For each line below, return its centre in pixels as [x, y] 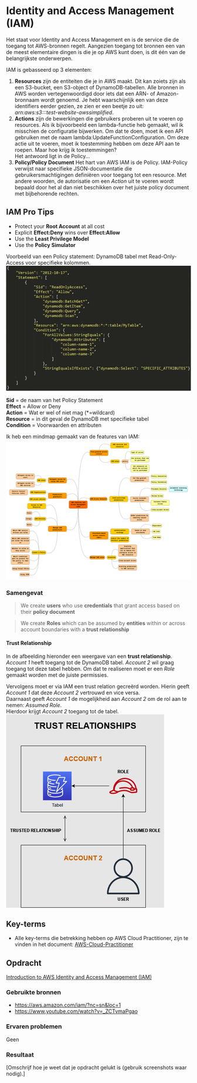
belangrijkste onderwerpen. [40, 58]
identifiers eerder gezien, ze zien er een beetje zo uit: [79, 106]
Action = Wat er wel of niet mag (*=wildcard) [61, 413]
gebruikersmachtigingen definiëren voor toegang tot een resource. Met [100, 175]
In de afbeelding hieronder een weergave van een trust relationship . [89, 656]
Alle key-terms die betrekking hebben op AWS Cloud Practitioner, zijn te [101, 938]
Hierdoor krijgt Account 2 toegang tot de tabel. [62, 711]
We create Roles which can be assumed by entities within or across [103, 623]
